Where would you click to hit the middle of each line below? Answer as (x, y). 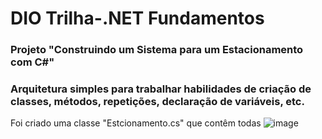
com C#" (32, 62)
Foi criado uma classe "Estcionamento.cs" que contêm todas (136, 123)
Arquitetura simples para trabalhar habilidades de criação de (161, 89)
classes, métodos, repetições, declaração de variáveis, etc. (157, 102)
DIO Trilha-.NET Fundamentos (137, 18)
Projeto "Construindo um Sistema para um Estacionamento (157, 50)
